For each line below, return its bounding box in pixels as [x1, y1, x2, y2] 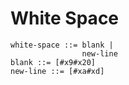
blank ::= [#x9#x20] [10, 57, 97, 67]
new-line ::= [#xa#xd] [10, 66, 105, 76]
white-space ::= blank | [10, 40, 114, 50]
